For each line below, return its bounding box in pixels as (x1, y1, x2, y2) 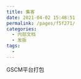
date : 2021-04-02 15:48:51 (6, 15, 75, 21)
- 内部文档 (12, 32, 36, 38)
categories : (6, 26, 37, 32)
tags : (6, 43, 20, 49)
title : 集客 (6, 9, 35, 15)
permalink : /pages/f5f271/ (6, 20, 75, 26)
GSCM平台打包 (6, 66, 45, 73)
